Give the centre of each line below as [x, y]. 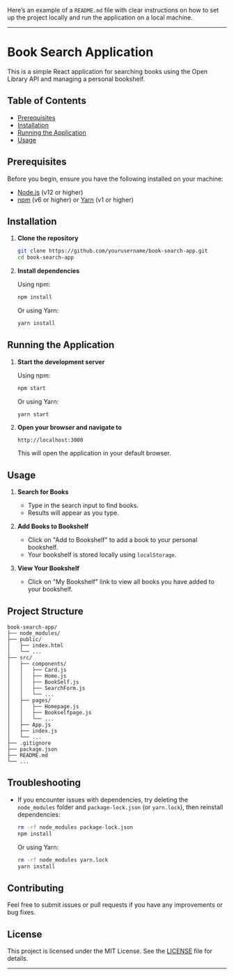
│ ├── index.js [32, 731]
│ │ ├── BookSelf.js [43, 682]
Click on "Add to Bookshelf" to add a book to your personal [112, 540]
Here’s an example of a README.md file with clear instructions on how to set [113, 10]
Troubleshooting [44, 783]
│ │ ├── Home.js [37, 676]
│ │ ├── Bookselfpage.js [49, 713]
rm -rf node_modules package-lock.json [75, 827]
